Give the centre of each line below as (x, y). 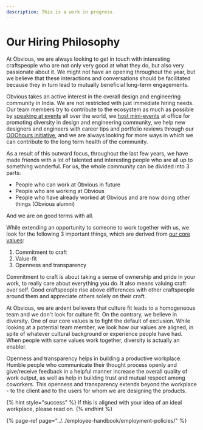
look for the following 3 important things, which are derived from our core (98, 234)
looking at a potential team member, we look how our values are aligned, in (100, 327)
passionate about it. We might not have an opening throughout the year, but (101, 72)
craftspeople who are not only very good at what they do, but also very (95, 65)
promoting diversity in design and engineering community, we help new (96, 122)
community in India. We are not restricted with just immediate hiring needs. (100, 103)
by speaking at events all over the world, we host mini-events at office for (98, 115)
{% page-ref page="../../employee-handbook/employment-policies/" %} (97, 420)
